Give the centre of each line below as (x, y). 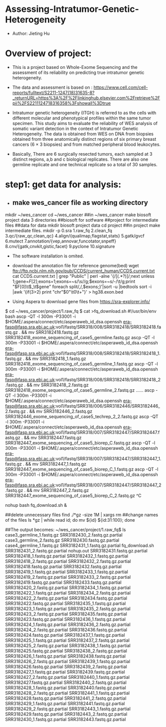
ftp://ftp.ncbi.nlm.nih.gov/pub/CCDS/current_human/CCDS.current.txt (83, 271)
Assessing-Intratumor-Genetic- (72, 9)
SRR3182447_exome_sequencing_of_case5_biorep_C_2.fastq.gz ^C (73, 495)
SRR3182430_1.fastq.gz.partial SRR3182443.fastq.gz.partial (66, 719)
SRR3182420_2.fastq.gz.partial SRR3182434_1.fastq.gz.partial (68, 587)
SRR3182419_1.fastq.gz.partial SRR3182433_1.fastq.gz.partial (67, 572)
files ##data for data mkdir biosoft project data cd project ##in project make (83, 225)
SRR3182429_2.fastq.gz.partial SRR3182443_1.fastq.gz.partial (68, 709)
